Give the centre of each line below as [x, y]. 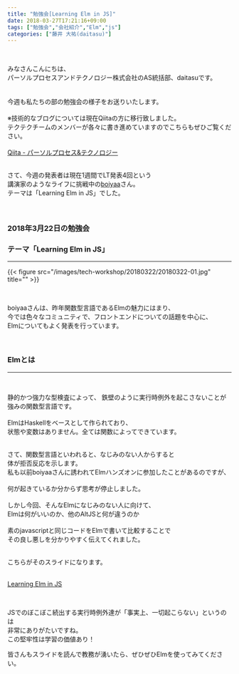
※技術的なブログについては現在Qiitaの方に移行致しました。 [94, 118]
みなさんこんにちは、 [38, 69]
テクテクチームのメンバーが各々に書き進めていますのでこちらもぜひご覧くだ [119, 127]
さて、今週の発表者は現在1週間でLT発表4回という [79, 175]
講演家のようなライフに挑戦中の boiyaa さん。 [73, 184]
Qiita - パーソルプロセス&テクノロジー [63, 152]
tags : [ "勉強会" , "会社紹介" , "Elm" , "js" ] [64, 27]
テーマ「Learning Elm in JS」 [58, 249]
